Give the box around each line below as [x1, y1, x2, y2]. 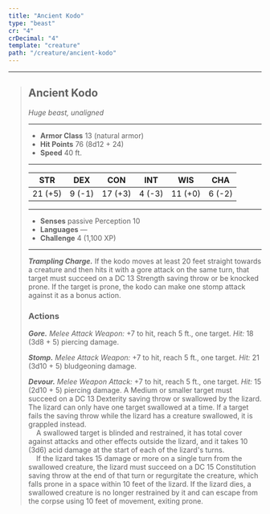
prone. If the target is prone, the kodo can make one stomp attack [27, 282, 246, 292]
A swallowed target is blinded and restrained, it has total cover [35, 428, 243, 438]
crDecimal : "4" [8, 34, 59, 43]
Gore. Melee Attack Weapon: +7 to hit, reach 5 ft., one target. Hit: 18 [27, 328, 255, 338]
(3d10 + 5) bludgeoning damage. [27, 361, 137, 371]
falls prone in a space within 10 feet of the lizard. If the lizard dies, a [27, 479, 252, 489]
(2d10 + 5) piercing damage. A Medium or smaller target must [27, 385, 233, 395]
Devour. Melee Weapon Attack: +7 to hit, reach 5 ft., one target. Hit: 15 [27, 377, 262, 386]
